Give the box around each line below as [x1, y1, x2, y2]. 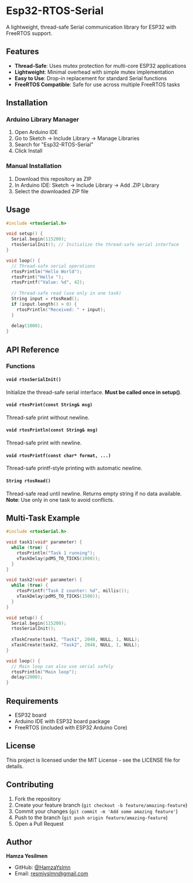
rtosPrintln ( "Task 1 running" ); [16, 550, 95, 556]
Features [6, 47, 39, 57]
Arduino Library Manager [6, 115, 80, 124]
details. [6, 762, 24, 769]
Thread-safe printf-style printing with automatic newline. [6, 464, 143, 472]
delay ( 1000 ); [11, 323, 43, 329]
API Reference [6, 344, 60, 355]
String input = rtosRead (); [11, 296, 80, 302]
